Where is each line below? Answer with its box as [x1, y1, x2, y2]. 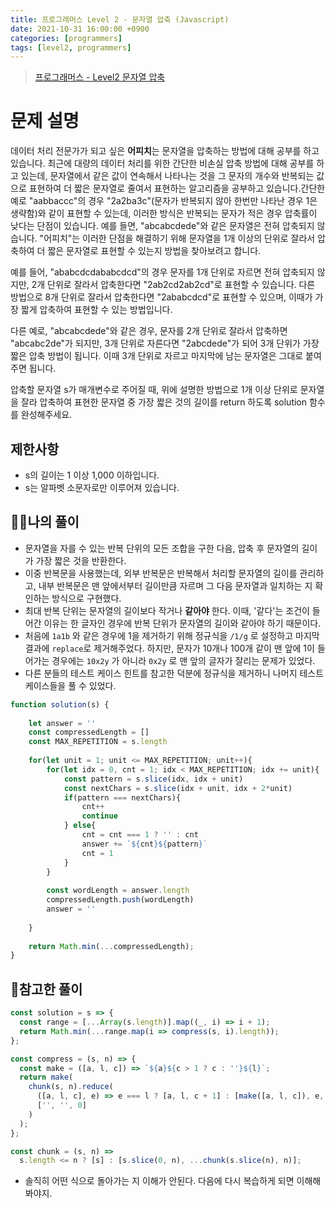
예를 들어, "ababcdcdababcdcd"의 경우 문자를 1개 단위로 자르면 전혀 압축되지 [10, 266, 315, 278]
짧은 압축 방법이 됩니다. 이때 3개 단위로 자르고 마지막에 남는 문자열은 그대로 [10, 350, 304, 362]
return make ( [19, 1072, 74, 1083]
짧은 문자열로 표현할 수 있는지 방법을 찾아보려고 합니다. [47, 245, 262, 257]
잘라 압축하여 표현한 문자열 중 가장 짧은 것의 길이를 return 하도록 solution [20, 396, 308, 408]
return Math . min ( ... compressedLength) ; [28, 941, 195, 951]
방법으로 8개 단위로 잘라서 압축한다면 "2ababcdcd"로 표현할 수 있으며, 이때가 [10, 291, 313, 303]
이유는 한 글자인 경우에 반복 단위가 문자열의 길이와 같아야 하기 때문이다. [43, 617, 322, 629]
